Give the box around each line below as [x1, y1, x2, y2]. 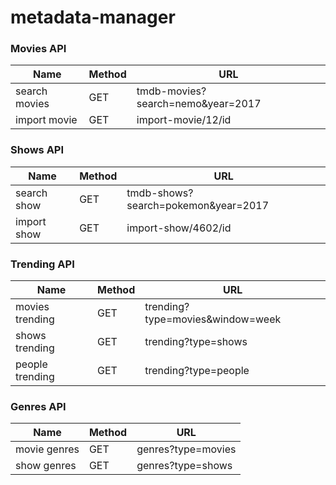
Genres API [10, 400, 67, 413]
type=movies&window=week [144, 312, 282, 326]
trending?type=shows [144, 335, 248, 349]
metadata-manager [10, 6, 176, 29]
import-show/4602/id [126, 221, 232, 235]
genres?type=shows [136, 459, 233, 473]
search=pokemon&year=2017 [126, 198, 270, 212]
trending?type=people [144, 364, 250, 378]
